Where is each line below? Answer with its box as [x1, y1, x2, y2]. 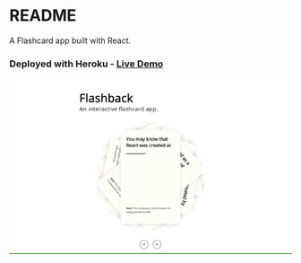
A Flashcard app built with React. [9, 35, 132, 46]
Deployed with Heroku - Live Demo [9, 57, 164, 70]
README [9, 5, 77, 26]
